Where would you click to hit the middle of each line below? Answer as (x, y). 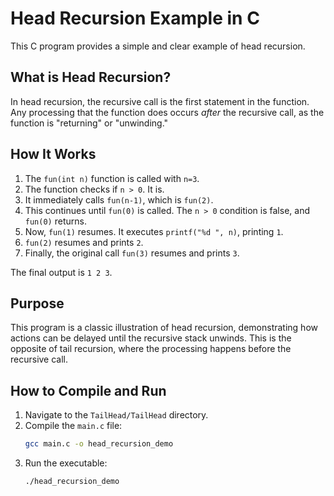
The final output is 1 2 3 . (61, 272)
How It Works (53, 154)
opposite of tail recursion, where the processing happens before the (151, 349)
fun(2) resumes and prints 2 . (84, 242)
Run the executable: (66, 463)
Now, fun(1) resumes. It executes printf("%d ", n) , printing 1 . (154, 231)
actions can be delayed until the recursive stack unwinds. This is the (151, 338)
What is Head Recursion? (91, 77)
